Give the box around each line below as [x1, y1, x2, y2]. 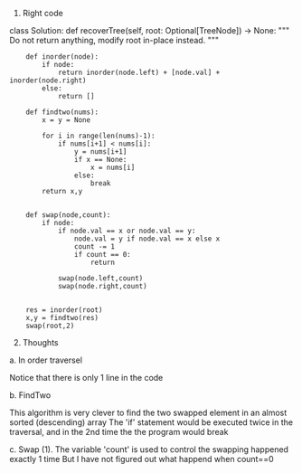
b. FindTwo [9, 390, 52, 401]
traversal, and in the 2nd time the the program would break [9, 427, 229, 437]
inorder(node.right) [9, 76, 88, 85]
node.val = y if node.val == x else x [73, 234, 221, 243]
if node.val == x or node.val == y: [57, 226, 196, 235]
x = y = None [42, 116, 91, 125]
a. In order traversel [9, 355, 83, 365]
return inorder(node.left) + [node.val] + [57, 68, 221, 77]
